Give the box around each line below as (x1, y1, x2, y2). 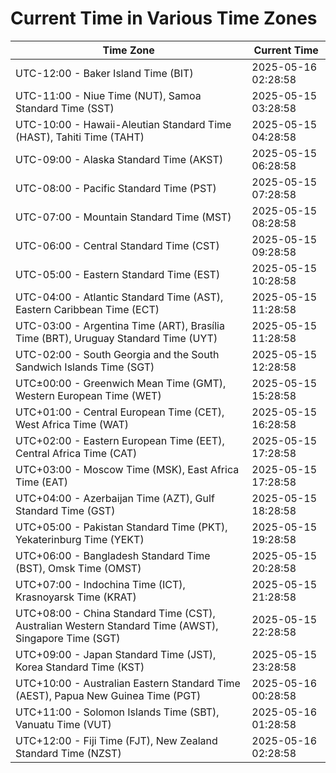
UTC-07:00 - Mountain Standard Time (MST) (15, 210, 232, 224)
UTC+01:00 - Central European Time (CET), (15, 405, 225, 419)
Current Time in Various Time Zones (10, 7, 318, 30)
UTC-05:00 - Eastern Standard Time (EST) (15, 267, 221, 281)
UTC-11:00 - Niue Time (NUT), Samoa (15, 88, 202, 102)
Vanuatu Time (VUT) (15, 717, 112, 731)
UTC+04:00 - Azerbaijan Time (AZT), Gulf (15, 491, 215, 505)
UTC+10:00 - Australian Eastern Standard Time (15, 676, 241, 690)
